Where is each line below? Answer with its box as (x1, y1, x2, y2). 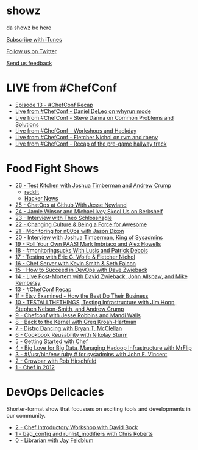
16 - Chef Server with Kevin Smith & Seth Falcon (15, 259, 136, 267)
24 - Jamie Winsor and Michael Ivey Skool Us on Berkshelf (15, 207, 163, 215)
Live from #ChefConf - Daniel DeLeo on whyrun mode (15, 108, 151, 115)
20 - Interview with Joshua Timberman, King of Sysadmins (15, 234, 163, 241)
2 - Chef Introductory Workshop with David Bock (15, 423, 138, 431)
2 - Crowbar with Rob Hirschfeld (15, 357, 97, 364)
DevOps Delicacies (6, 385, 105, 399)
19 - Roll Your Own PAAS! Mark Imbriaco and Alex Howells (15, 240, 161, 248)
